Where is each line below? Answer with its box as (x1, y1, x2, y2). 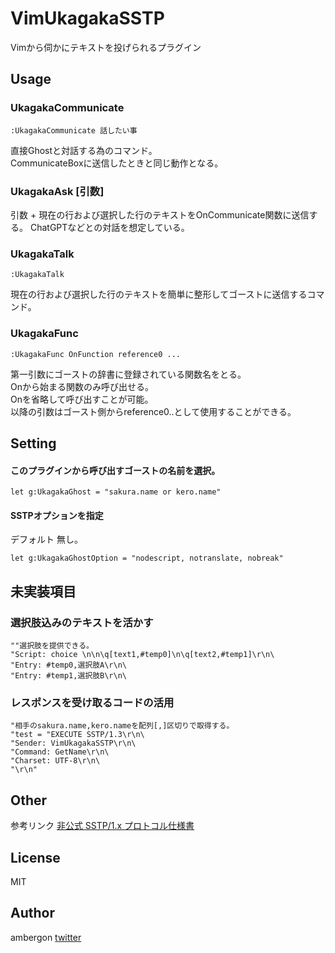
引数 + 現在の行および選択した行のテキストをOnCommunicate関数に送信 (10, 208, 310, 221)
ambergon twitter (10, 931, 82, 943)
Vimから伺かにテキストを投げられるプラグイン (10, 41, 202, 53)
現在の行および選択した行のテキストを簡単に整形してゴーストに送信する (10, 288, 308, 301)
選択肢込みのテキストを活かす (10, 615, 154, 629)
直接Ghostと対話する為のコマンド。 (10, 144, 158, 156)
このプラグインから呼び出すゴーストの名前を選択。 (10, 464, 221, 476)
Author (10, 905, 55, 922)
